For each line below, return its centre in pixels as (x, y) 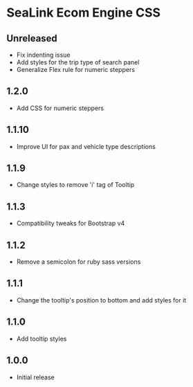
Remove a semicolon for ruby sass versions (79, 262)
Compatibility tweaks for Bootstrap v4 (71, 224)
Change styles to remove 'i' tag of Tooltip (75, 185)
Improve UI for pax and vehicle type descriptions (86, 146)
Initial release (35, 377)
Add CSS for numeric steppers (60, 108)
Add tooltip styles (42, 339)
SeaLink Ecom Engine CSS (83, 13)
